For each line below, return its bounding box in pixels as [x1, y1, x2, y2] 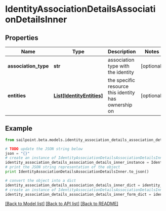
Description [108, 48, 136, 55]
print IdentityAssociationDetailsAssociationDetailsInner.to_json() [5, 169, 149, 175]
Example [5, 124, 33, 133]
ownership [108, 102, 132, 108]
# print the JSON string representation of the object [5, 165, 121, 170]
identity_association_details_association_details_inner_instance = [5, 160, 149, 165]
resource [108, 83, 129, 90]
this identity [108, 89, 135, 96]
